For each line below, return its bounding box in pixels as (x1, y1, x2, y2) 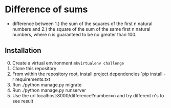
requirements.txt (15, 76, 51, 82)
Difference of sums (5, 4, 88, 15)
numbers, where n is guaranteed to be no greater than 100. (12, 31, 137, 37)
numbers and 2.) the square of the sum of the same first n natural (12, 26, 151, 32)
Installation (5, 46, 41, 55)
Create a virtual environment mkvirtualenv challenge (12, 60, 124, 66)
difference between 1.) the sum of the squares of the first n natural (12, 20, 153, 27)
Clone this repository (12, 65, 57, 71)
